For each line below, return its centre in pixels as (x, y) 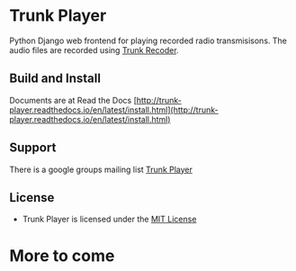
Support (33, 148)
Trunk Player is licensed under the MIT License (109, 219)
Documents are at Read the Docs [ (73, 100)
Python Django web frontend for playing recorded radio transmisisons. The (148, 41)
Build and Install (55, 79)
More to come (62, 255)
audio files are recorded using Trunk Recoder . (94, 50)
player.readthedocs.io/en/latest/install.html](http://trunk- (114, 110)
